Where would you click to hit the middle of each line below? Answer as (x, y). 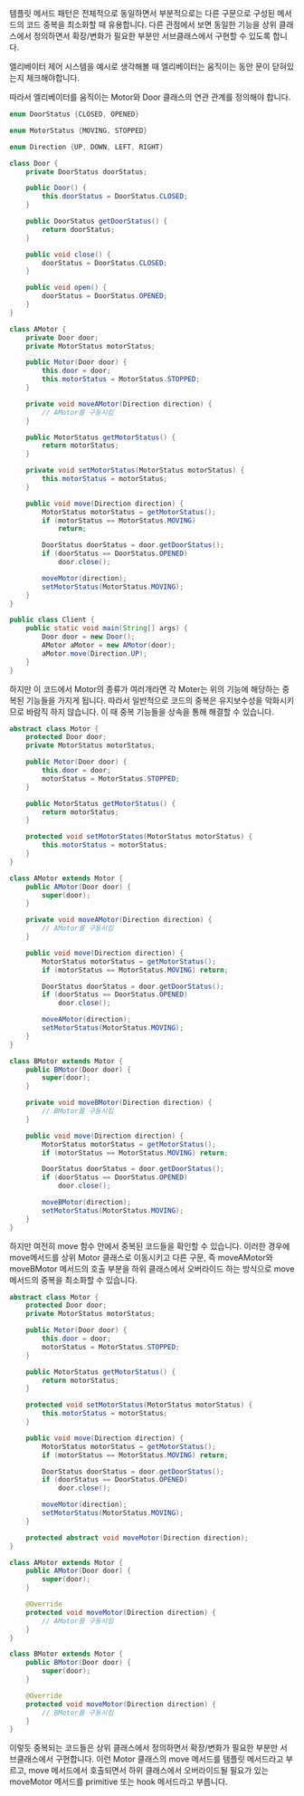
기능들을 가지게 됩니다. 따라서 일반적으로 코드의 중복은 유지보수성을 (144, 700)
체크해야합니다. (52, 78)
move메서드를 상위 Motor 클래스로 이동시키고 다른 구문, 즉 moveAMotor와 (141, 1257)
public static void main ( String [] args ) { (107, 629)
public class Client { (52, 620)
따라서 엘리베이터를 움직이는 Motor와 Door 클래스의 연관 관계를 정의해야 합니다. (150, 97)
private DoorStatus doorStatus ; (86, 172)
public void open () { (66, 288)
